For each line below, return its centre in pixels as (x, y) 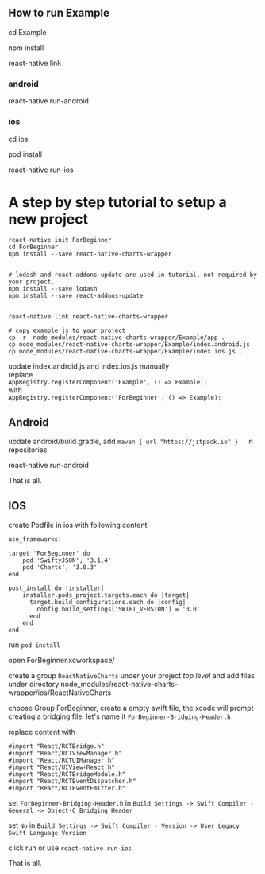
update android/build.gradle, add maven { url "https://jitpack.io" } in (131, 442)
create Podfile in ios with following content (78, 525)
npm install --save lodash (53, 289)
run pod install (35, 645)
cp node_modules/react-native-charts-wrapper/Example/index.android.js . (133, 345)
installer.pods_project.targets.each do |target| (106, 595)
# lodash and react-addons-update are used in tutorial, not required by (133, 275)
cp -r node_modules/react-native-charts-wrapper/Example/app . (117, 338)
